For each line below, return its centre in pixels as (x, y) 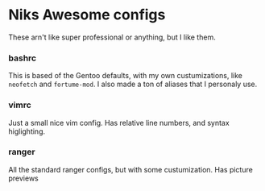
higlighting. (27, 131)
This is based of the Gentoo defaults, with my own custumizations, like (126, 76)
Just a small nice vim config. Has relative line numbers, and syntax (119, 122)
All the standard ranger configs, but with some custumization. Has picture (131, 169)
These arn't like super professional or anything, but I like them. (112, 37)
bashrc (23, 58)
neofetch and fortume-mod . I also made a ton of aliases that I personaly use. (133, 84)
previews (23, 178)
